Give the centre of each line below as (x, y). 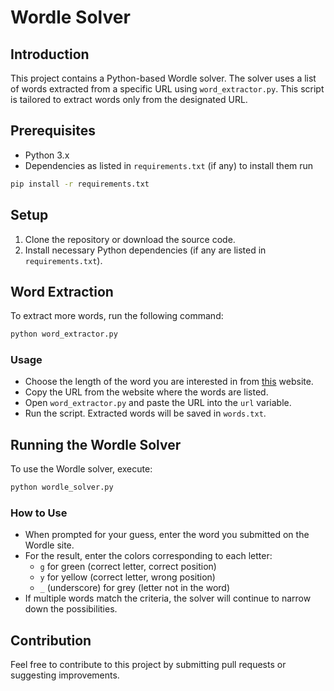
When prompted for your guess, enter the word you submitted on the (167, 535)
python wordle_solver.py (62, 487)
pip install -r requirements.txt (80, 184)
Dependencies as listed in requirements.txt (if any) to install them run (169, 165)
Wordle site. (49, 545)
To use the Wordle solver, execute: (81, 469)
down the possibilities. (71, 609)
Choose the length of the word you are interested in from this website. (169, 382)
